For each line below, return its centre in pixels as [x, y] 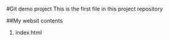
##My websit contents [35, 20]
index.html [28, 32]
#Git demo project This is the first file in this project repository [85, 9]
